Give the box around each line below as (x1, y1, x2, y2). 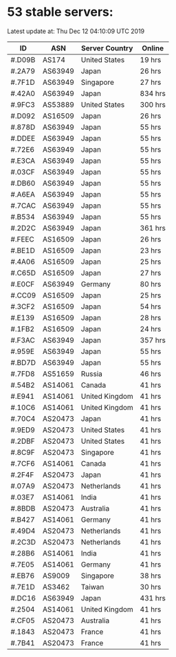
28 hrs (140, 313, 162, 322)
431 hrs (140, 593, 166, 602)
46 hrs (140, 369, 162, 378)
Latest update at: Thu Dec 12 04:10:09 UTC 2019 (7, 27, 145, 35)
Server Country (81, 43, 133, 52)
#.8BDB (10, 503, 36, 513)
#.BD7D (10, 357, 36, 367)
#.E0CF (10, 279, 35, 288)
